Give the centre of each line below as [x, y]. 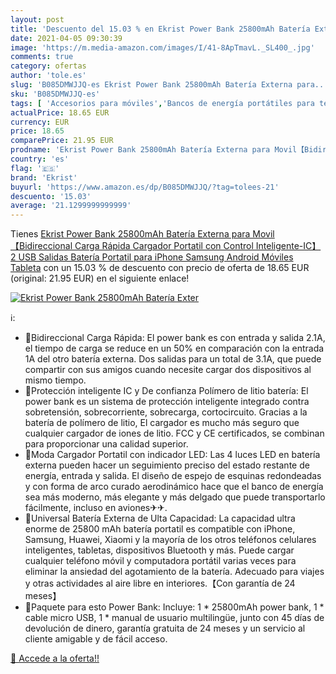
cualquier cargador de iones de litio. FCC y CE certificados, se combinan [174, 433]
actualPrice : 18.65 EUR [60, 112]
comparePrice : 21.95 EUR [62, 141]
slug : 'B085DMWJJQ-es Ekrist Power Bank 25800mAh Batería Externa [151, 85]
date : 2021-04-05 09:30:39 [66, 38]
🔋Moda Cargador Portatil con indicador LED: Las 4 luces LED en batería [172, 455]
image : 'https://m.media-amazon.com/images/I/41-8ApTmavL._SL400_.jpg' [162, 47]
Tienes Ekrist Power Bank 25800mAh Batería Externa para [130, 234]
